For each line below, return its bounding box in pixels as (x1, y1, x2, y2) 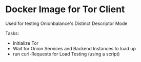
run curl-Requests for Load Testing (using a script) (12, 51, 120, 57)
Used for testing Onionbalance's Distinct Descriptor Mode (5, 20, 128, 26)
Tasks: (5, 30, 19, 36)
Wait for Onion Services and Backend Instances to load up (12, 45, 136, 51)
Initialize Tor (12, 40, 39, 46)
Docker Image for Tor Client (5, 4, 125, 15)
